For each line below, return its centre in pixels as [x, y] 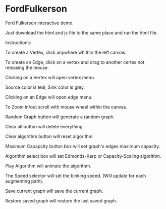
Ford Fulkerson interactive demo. [40, 23]
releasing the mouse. [27, 67]
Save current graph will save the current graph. [54, 191]
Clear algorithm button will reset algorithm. [50, 136]
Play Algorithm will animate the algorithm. [48, 166]
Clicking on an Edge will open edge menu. [49, 97]
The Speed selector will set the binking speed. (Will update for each [76, 176]
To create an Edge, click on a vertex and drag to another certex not [75, 62]
